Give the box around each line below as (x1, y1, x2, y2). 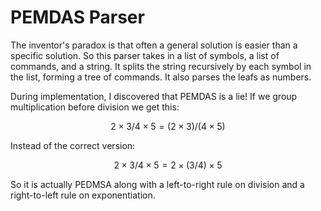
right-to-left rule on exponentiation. (10, 189, 156, 201)
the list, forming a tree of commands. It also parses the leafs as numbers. (10, 71, 312, 83)
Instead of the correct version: (10, 139, 136, 151)
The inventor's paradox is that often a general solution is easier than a (10, 39, 298, 51)
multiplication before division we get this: (10, 101, 180, 113)
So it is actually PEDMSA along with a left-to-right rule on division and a (10, 178, 305, 190)
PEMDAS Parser (10, 6, 145, 29)
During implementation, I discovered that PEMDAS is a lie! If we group (10, 90, 298, 102)
